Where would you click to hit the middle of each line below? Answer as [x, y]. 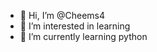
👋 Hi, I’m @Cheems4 [62, 15]
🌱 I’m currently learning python [83, 36]
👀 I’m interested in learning [75, 26]
